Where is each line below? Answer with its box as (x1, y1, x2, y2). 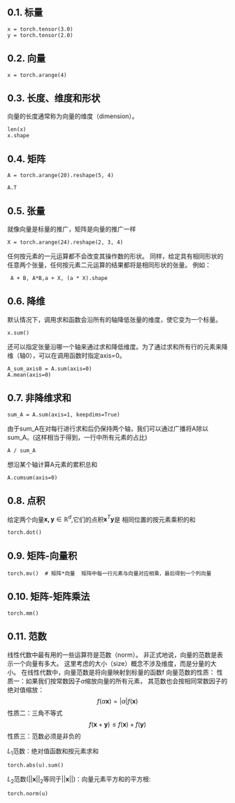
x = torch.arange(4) (7, 71, 68, 78)
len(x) (7, 126, 27, 133)
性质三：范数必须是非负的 (7, 732, 81, 740)
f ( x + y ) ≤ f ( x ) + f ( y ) (88, 720, 147, 728)
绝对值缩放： (7, 685, 44, 694)
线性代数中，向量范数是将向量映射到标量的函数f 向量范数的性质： (27, 668, 215, 676)
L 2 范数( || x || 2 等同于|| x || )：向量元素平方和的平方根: (7, 775, 151, 785)
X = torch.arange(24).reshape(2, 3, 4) (7, 239, 124, 246)
